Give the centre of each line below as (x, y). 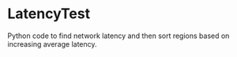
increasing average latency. (52, 44)
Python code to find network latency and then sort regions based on (118, 36)
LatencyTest (49, 14)
